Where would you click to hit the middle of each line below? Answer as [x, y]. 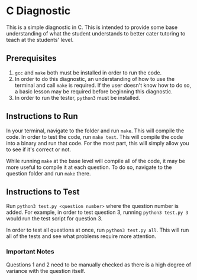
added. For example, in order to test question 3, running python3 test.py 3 [97, 212]
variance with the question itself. [46, 271]
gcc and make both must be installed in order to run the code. [88, 73]
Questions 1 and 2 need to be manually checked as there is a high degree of [99, 265]
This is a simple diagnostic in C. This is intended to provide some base [92, 27]
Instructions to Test [43, 192]
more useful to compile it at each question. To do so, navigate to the [89, 167]
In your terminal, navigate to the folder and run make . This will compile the [95, 131]
